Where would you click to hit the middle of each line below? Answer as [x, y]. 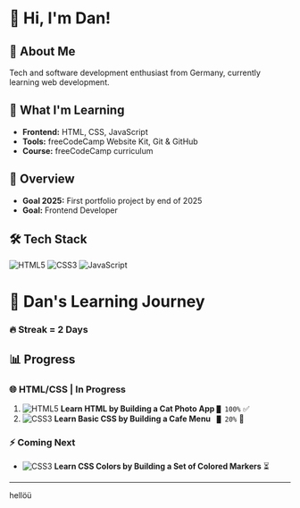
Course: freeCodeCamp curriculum [87, 150]
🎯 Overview [42, 179]
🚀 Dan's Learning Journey [107, 301]
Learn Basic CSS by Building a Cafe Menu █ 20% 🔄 [149, 419]
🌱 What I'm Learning [67, 110]
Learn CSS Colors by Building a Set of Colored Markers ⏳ [162, 466]
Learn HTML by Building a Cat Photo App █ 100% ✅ [155, 409]
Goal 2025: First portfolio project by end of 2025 [112, 200]
